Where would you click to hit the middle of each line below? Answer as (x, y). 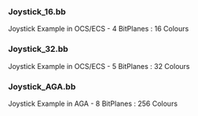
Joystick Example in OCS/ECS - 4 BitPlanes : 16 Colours (99, 29)
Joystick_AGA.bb (42, 86)
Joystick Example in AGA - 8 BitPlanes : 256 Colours (93, 103)
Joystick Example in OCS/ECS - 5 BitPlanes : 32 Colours (99, 66)
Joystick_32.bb (38, 49)
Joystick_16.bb (37, 12)
